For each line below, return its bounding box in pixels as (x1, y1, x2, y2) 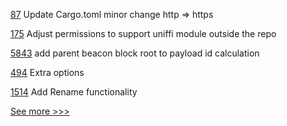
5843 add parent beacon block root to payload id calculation (10, 47, 260, 59)
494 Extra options (10, 67, 85, 78)
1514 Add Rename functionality (10, 86, 138, 98)
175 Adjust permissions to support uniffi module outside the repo (10, 28, 277, 39)
